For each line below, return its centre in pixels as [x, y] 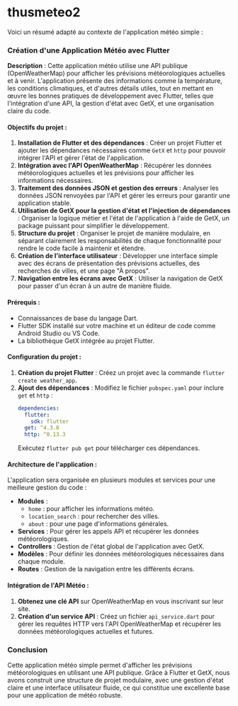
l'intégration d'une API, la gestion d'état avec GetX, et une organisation [111, 103]
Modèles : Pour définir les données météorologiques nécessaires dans [121, 554]
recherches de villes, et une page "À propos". [84, 271]
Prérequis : [24, 303]
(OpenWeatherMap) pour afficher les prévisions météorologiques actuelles [116, 73]
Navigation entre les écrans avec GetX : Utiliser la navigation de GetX [120, 279]
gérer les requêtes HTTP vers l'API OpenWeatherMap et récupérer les [119, 624]
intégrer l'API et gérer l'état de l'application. [81, 158]
